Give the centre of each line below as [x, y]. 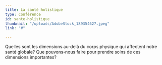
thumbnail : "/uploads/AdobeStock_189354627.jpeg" [57, 24]
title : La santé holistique [34, 10]
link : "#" [15, 28]
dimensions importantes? [31, 57]
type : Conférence [23, 14]
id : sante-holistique [27, 19]
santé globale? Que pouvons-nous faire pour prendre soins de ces [73, 52]
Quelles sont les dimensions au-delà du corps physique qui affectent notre [81, 47]
